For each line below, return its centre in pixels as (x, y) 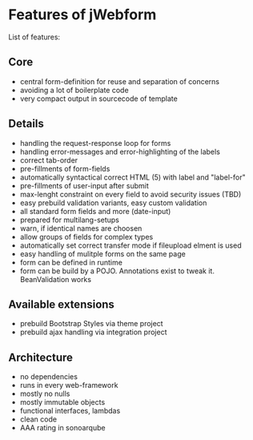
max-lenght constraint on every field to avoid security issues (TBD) (131, 194)
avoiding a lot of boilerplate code (74, 90)
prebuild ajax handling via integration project (93, 332)
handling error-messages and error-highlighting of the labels (120, 151)
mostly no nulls (45, 394)
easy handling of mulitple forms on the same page (102, 253)
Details (26, 124)
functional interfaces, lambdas (70, 411)
